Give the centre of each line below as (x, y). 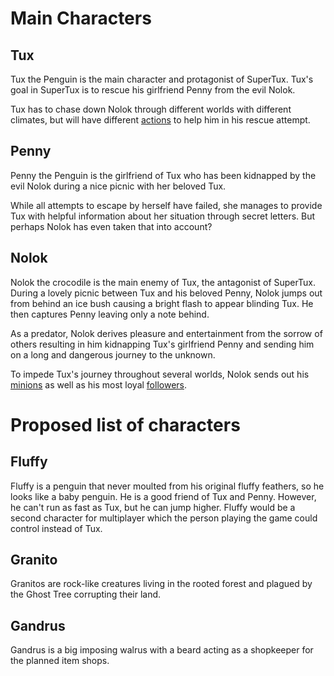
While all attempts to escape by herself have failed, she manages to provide (166, 205)
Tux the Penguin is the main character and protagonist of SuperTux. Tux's (162, 79)
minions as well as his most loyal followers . (99, 384)
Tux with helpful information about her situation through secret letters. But (163, 216)
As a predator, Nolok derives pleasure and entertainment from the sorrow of (166, 333)
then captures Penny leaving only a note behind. (110, 314)
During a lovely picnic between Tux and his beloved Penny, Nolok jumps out (166, 293)
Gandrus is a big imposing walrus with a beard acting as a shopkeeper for (162, 650)
